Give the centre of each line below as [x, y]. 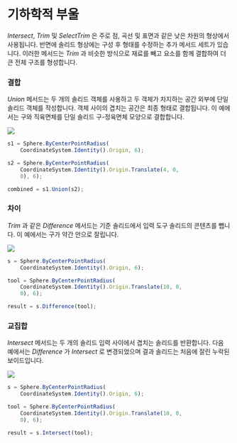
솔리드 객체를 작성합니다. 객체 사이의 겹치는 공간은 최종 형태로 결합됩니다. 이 [112, 108]
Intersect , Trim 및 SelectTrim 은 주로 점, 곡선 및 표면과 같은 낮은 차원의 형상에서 [118, 35]
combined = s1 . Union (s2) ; [45, 189]
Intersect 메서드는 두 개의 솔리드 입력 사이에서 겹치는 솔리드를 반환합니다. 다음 [116, 343]
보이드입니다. [26, 361]
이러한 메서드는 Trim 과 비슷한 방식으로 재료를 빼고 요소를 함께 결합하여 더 [124, 53]
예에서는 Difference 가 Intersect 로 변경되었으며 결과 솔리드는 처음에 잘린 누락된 [118, 351]
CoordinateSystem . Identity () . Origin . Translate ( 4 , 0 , [100, 170]
